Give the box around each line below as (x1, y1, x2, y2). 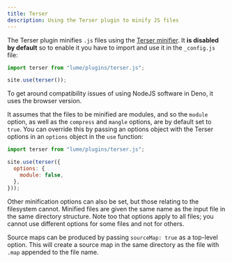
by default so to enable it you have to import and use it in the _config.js (7, 43, 216, 52)
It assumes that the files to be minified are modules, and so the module (7, 110, 208, 119)
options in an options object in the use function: (7, 133, 144, 141)
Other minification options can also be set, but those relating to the (7, 197, 199, 206)
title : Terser (7, 10, 49, 17)
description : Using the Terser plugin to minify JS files (7, 17, 179, 24)
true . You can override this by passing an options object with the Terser (7, 125, 214, 133)
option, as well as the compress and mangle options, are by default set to (7, 118, 212, 126)
